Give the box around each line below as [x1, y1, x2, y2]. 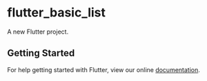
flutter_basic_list [7, 5, 106, 21]
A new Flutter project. [7, 27, 69, 36]
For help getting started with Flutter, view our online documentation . [7, 65, 200, 73]
